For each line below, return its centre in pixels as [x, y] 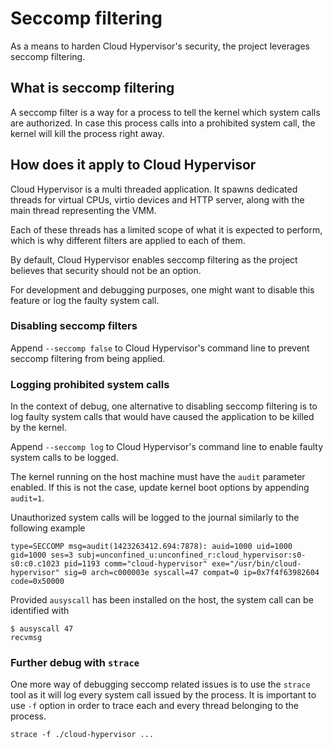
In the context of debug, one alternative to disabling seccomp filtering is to [164, 406]
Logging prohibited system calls [90, 384]
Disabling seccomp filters [74, 326]
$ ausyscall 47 [42, 629]
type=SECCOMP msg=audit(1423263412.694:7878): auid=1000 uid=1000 [151, 547]
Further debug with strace [75, 663]
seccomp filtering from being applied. [88, 358]
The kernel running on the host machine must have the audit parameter [158, 477]
